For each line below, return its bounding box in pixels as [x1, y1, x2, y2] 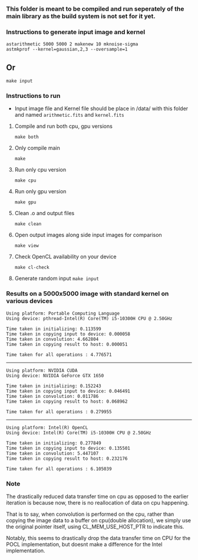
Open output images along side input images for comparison [14, 232, 162, 239]
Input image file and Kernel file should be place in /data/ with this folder [14, 105, 189, 112]
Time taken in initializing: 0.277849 [6, 440, 101, 446]
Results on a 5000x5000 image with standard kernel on [6, 289, 169, 298]
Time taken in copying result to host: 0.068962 [6, 398, 128, 404]
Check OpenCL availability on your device [14, 253, 117, 261]
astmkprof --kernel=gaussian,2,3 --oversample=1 [6, 47, 128, 52]
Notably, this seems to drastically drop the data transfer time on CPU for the [6, 534, 190, 541]
